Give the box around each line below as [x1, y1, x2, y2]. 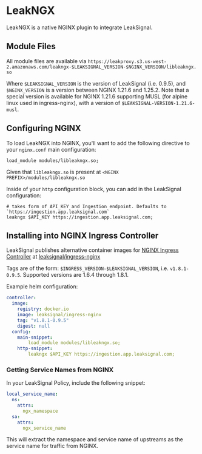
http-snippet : [17, 345, 53, 352]
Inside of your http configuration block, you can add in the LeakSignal [6, 185, 182, 192]
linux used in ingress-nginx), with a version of [6, 99, 121, 106]
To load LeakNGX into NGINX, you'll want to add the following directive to [6, 139, 190, 146]
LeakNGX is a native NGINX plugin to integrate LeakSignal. [6, 24, 153, 31]
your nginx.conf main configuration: [6, 146, 96, 153]
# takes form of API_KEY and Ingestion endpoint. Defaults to [6, 203, 167, 209]
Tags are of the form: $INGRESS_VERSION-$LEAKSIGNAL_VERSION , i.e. [6, 265, 169, 272]
